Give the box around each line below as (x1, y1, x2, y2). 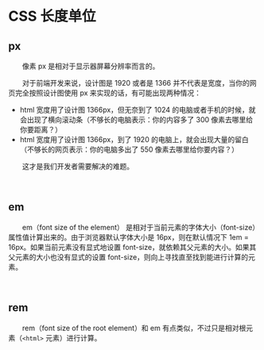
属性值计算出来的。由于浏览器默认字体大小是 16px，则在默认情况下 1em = (8, 232, 249, 242)
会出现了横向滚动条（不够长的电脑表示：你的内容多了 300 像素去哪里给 (19, 115, 253, 124)
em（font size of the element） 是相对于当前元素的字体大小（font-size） (21, 222, 256, 232)
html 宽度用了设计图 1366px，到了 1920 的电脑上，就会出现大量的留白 (19, 135, 249, 144)
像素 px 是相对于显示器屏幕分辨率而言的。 (21, 61, 160, 71)
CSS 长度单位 (8, 7, 97, 25)
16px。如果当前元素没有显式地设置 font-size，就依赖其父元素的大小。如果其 (8, 242, 257, 252)
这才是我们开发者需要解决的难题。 (21, 162, 134, 171)
